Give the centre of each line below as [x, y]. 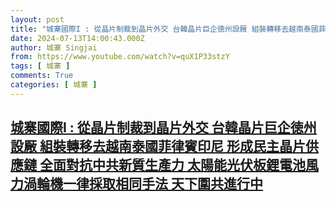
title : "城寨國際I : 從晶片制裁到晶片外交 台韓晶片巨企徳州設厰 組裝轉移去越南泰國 [164, 29]
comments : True [42, 76]
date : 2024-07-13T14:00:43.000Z [77, 38]
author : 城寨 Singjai [54, 47]
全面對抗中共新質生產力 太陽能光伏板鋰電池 [172, 165]
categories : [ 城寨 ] [54, 85]
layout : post [37, 19]
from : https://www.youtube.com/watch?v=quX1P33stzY [120, 57]
